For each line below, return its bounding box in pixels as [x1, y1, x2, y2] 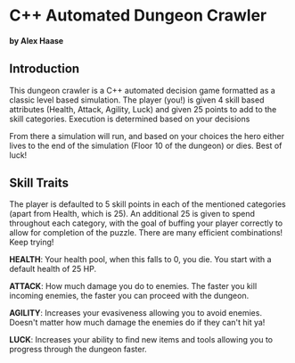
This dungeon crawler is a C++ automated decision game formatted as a [9, 85, 276, 95]
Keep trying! [9, 237, 54, 248]
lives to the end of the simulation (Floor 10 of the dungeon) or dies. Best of [9, 140, 283, 151]
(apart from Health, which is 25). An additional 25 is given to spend [9, 209, 256, 219]
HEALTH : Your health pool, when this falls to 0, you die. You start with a [9, 254, 272, 265]
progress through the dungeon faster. [9, 344, 147, 355]
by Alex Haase [9, 35, 64, 45]
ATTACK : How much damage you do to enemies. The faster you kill [9, 281, 258, 292]
